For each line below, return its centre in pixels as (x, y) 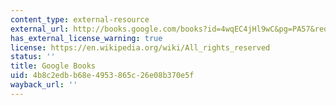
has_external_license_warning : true (86, 38)
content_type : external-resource (80, 19)
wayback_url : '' (44, 85)
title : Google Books (53, 66)
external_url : (40, 29)
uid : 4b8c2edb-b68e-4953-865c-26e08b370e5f (102, 76)
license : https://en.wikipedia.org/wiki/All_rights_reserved (140, 47)
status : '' (33, 57)
